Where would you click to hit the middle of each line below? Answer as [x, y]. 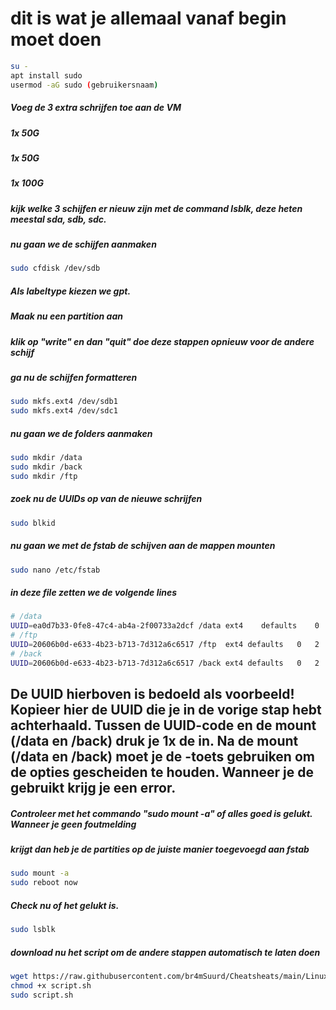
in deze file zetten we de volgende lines [94, 592]
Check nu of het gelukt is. [65, 905]
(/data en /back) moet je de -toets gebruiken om [162, 757]
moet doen [56, 39]
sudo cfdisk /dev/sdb [55, 268]
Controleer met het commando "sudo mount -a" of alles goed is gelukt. [161, 813]
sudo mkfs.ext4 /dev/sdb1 [64, 402]
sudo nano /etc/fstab [55, 570]
